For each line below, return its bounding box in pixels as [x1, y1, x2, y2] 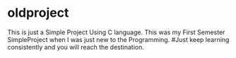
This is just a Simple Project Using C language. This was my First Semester [7, 28, 225, 36]
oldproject [7, 5, 69, 21]
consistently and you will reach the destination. [7, 43, 145, 51]
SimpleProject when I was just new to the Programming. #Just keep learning [7, 35, 230, 43]
